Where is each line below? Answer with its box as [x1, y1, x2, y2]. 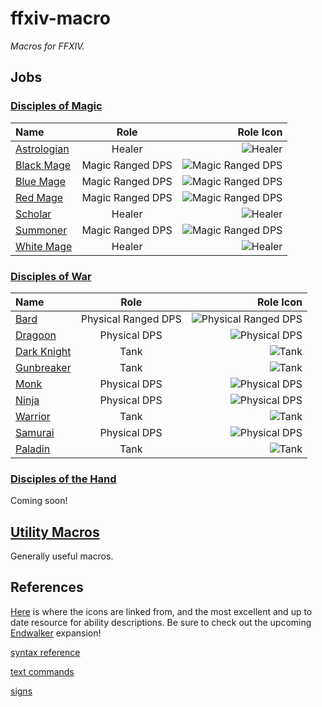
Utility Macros [10, 523, 100, 541]
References [10, 579, 84, 596]
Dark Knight [15, 344, 72, 358]
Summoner [15, 223, 68, 237]
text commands [10, 665, 75, 677]
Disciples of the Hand [10, 472, 117, 486]
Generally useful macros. [10, 550, 114, 562]
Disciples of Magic [10, 99, 103, 113]
